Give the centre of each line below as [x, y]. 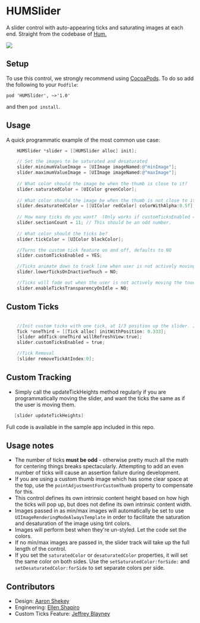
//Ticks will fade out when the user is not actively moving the [100, 283]
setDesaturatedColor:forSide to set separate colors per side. [90, 568]
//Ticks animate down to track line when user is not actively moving [106, 266]
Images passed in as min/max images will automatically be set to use [99, 511]
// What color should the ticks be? [62, 234]
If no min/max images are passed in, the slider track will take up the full [102, 542]
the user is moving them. [45, 404]
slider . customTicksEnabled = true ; [61, 343]
